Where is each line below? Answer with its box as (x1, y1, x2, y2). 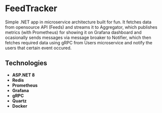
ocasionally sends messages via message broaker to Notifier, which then (5, 35, 152, 40)
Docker (12, 103, 28, 109)
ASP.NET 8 (12, 72, 35, 78)
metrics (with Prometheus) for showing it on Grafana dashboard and (5, 29, 142, 35)
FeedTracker (5, 3, 57, 14)
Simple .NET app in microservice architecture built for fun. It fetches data (5, 19, 152, 25)
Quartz (12, 98, 27, 104)
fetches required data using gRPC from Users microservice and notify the (5, 39, 152, 45)
